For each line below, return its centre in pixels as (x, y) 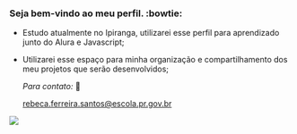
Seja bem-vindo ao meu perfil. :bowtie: (96, 13)
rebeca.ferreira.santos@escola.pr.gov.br (97, 104)
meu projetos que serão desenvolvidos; (95, 69)
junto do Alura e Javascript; (73, 42)
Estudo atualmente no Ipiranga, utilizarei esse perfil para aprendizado (151, 33)
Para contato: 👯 (51, 87)
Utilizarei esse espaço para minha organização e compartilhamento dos (155, 60)
